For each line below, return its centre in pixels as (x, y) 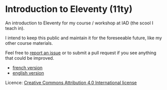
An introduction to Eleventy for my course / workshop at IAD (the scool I (79, 23)
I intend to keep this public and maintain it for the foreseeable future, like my (84, 38)
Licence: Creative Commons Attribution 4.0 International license (71, 83)
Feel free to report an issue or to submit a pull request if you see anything (81, 53)
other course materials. (29, 43)
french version (27, 68)
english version (28, 73)
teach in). (15, 28)
